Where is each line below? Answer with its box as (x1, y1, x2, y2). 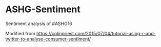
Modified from (5, 30, 36, 36)
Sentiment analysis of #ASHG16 (5, 20, 73, 27)
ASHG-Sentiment (5, 4, 81, 15)
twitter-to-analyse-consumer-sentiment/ (5, 36, 91, 42)
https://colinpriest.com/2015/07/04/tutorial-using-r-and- (36, 30, 156, 36)
